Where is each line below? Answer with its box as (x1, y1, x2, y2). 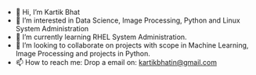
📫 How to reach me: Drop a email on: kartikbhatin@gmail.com (15, 58, 218, 66)
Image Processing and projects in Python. (15, 49, 151, 58)
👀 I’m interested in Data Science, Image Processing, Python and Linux (15, 16, 240, 25)
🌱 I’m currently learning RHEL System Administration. (15, 32, 187, 41)
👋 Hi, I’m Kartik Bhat (15, 8, 81, 16)
